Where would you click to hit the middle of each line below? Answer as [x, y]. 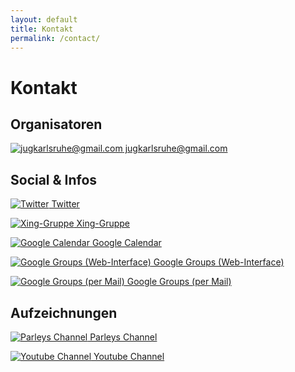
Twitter [65, 204]
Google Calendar [126, 243]
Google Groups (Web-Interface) [219, 262]
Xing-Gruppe [103, 223]
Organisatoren [56, 124]
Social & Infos [54, 179]
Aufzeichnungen [64, 312]
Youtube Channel [129, 356]
